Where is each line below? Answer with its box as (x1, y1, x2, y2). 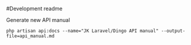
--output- (161, 28, 186, 34)
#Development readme (6, 5, 63, 12)
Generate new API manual (6, 17, 70, 23)
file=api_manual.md (6, 33, 55, 39)
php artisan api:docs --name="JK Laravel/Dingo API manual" (6, 28, 159, 34)
